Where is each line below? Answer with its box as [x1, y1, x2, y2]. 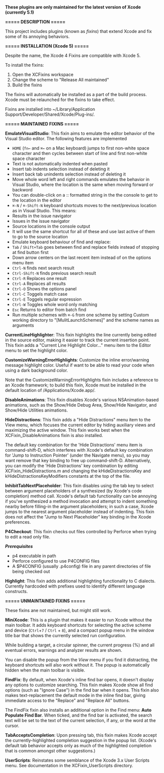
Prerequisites [5, 543, 33, 549]
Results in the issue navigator [12, 213, 72, 219]
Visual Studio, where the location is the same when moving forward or [12, 181, 154, 187]
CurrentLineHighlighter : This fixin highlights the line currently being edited [5, 332, 157, 337]
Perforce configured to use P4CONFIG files [12, 558, 100, 564]
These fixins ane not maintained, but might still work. [5, 608, 112, 613]
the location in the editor [12, 197, 62, 203]
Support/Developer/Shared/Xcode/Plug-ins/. [5, 111, 95, 117]
